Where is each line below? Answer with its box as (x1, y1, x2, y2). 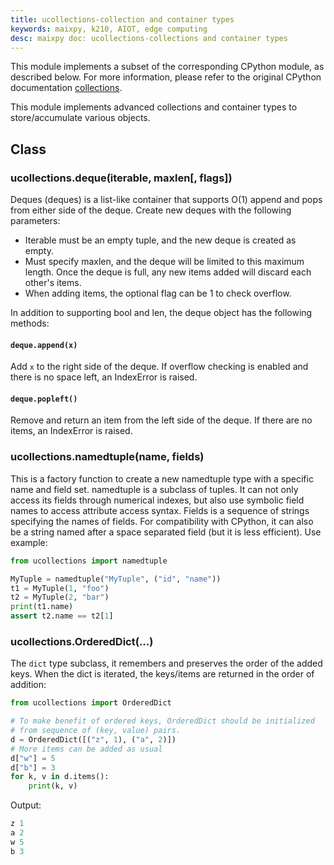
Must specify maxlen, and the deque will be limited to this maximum (24, 256, 305, 268)
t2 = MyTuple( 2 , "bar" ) (10, 592, 110, 603)
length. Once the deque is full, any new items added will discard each (24, 266, 312, 278)
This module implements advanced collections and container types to (10, 101, 298, 113)
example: (10, 536, 48, 548)
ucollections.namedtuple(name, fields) (10, 450, 205, 464)
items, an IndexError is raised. (10, 425, 133, 437)
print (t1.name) (10, 602, 74, 612)
